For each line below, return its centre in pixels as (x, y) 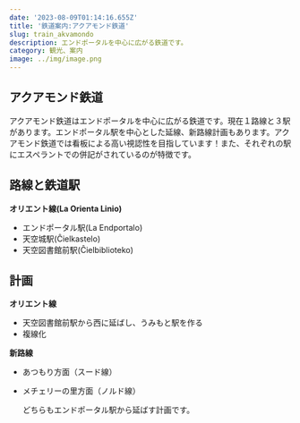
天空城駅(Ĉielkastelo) (61, 239)
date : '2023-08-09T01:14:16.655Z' (74, 17)
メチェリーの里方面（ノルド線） (81, 391)
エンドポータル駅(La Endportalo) (82, 227)
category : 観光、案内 (46, 51)
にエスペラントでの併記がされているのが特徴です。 (103, 154)
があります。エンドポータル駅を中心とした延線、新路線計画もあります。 (142, 131)
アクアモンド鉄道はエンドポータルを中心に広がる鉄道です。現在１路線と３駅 (150, 121)
